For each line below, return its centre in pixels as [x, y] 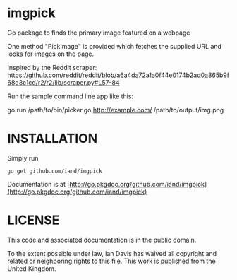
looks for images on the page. [51, 54]
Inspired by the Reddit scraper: [52, 67]
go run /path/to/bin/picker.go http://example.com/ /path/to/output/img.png [116, 110]
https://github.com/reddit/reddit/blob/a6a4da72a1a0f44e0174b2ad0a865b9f [119, 75]
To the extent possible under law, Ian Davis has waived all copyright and [112, 253]
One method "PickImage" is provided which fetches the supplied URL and [115, 46]
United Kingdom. [32, 268]
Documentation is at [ [38, 184]
